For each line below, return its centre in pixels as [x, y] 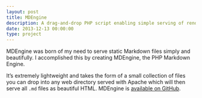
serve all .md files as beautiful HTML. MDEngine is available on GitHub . [93, 88]
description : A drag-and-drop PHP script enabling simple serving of [95, 23]
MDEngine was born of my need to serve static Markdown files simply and [98, 51]
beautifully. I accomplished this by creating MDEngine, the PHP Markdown [98, 58]
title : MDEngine [26, 17]
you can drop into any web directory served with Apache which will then [96, 82]
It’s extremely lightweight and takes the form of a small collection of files [96, 76]
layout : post [23, 12]
